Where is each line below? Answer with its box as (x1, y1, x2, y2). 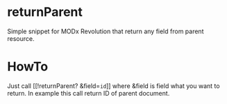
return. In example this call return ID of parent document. (7, 89, 170, 97)
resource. (7, 34, 35, 42)
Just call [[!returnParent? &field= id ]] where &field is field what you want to (7, 81, 220, 90)
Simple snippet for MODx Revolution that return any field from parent (7, 27, 204, 35)
